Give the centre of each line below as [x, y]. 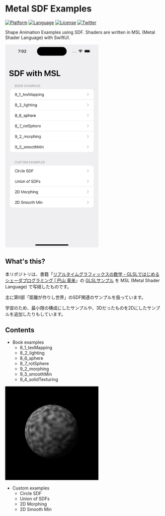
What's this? [25, 261]
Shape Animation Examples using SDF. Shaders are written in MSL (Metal [80, 32]
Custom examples [31, 488]
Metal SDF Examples [48, 9]
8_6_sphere [32, 358]
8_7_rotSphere [34, 363]
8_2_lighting [32, 353]
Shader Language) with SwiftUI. [38, 37]
